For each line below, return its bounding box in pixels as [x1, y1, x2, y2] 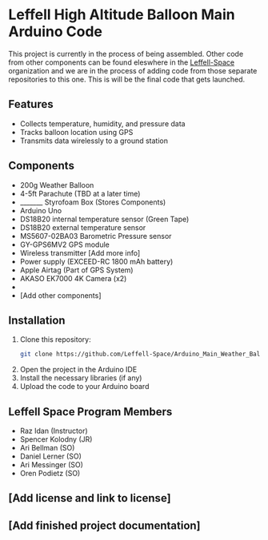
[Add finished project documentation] [8, 518, 202, 532]
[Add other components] [19, 290, 102, 300]
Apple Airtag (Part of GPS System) [19, 265, 134, 275]
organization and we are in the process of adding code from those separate [8, 66, 258, 75]
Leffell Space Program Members [8, 405, 173, 419]
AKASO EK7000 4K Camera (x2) [19, 273, 127, 283]
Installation [8, 313, 66, 327]
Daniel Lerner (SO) [19, 451, 82, 461]
